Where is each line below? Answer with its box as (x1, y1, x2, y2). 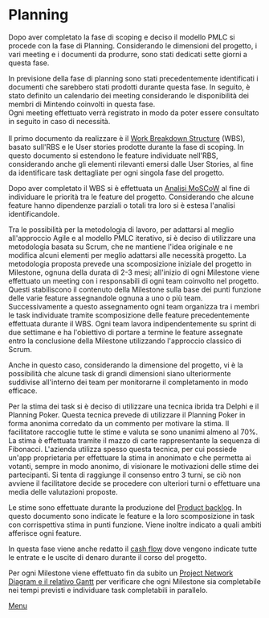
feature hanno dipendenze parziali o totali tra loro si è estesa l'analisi (8, 200, 235, 210)
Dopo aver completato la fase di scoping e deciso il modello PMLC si (8, 32, 235, 42)
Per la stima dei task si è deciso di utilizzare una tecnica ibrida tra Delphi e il (8, 401, 259, 411)
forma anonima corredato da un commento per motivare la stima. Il (8, 418, 230, 428)
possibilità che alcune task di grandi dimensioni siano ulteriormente (8, 368, 231, 378)
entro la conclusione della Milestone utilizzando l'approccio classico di (8, 336, 242, 346)
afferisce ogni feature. (8, 528, 82, 537)
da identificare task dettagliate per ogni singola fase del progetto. (8, 168, 225, 177)
